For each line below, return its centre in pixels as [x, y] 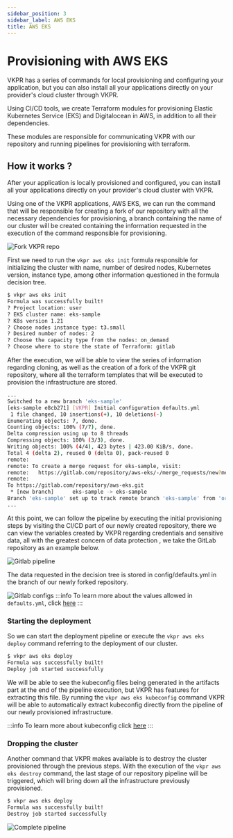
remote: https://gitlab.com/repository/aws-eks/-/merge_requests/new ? [114, 473]
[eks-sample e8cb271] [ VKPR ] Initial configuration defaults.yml [103, 408]
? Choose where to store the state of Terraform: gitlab [91, 347]
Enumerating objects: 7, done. [52, 421]
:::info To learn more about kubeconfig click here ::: [80, 725]
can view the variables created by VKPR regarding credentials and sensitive [115, 533]
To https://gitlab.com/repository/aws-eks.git [76, 485]
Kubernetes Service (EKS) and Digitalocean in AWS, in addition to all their [112, 116]
